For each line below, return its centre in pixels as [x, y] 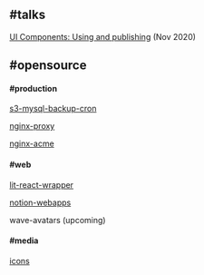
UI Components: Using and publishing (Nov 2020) [103, 36]
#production [33, 88]
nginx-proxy [32, 126]
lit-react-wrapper [42, 184]
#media [24, 241]
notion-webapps [40, 202]
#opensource [48, 66]
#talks [28, 15]
